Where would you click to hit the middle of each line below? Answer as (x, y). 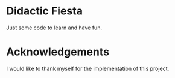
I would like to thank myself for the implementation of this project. (88, 68)
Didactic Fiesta (45, 11)
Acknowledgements (58, 52)
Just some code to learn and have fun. (54, 28)
